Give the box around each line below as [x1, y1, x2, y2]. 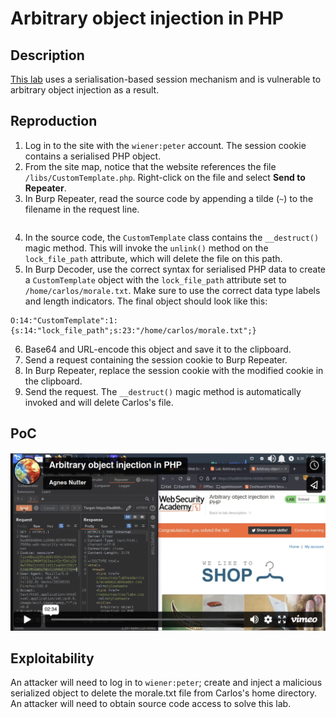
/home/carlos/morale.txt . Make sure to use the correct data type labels [24, 284, 321, 296]
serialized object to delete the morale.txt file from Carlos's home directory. [10, 687, 318, 699]
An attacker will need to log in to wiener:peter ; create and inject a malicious [10, 677, 323, 689]
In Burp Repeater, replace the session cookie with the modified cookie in [24, 364, 324, 376]
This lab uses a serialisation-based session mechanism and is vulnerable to [10, 73, 322, 85]
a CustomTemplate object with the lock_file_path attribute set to [24, 273, 287, 286]
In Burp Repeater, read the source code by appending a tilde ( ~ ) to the [24, 192, 314, 204]
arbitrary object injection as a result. [10, 84, 160, 96]
